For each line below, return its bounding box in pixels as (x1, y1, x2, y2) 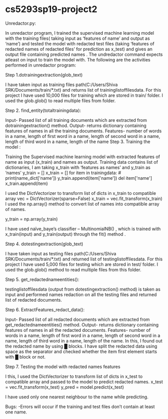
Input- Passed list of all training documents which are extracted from (5, 117, 147, 123)
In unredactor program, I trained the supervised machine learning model (5, 30, 154, 36)
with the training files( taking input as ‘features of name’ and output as (5, 35, 150, 41)
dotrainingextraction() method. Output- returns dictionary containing (5, 122, 147, 128)
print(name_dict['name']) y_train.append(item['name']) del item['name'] (5, 175, 152, 181)
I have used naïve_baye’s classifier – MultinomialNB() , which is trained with (5, 226, 161, 232)
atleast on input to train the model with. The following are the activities (5, 56, 150, 62)
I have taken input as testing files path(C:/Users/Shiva (5, 250, 116, 256)
